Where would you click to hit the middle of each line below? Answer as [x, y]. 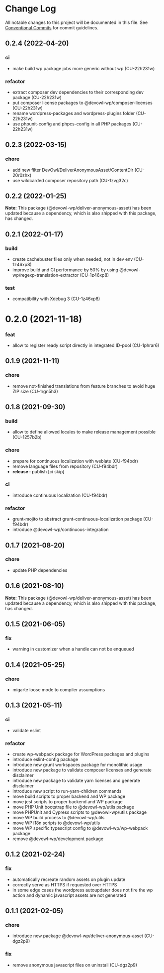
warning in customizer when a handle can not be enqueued [73, 649]
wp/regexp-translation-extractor [45, 275]
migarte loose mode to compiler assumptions [59, 690]
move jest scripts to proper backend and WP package [67, 802]
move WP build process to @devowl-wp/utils [58, 818]
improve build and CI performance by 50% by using [65, 270]
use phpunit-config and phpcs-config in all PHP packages [72, 124]
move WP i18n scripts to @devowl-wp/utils [56, 823]
